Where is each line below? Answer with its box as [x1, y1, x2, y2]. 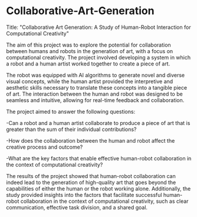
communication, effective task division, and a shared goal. [6, 203, 148, 211]
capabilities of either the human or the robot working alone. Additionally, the [6, 185, 191, 192]
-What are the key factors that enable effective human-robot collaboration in [6, 154, 192, 162]
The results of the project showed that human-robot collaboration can [6, 172, 176, 179]
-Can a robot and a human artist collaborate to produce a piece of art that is [6, 119, 191, 126]
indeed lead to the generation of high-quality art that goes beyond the [6, 179, 176, 186]
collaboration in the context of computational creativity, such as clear [20, 198, 189, 205]
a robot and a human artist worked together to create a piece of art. [6, 60, 170, 67]
